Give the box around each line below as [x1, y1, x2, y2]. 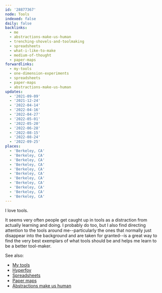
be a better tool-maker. [5, 243, 52, 249]
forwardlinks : [5, 62, 34, 67]
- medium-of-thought [9, 52, 52, 58]
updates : [5, 89, 23, 94]
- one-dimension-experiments [9, 71, 69, 76]
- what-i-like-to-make [9, 48, 56, 53]
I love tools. [5, 207, 28, 213]
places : [5, 144, 21, 149]
